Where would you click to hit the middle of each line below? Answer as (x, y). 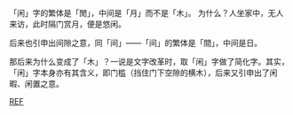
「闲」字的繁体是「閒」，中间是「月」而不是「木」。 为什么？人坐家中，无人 (146, 13)
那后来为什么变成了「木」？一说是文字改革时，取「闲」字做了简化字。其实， (149, 61)
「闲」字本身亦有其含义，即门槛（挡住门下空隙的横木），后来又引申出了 (139, 73)
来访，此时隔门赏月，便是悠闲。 (67, 24)
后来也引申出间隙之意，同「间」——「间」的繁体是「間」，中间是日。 (135, 43)
